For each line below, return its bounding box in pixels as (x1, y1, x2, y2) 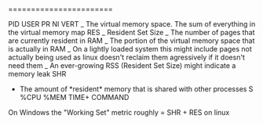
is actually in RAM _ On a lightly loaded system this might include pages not (8, 45, 253, 53)
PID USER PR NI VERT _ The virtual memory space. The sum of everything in (8, 20, 256, 28)
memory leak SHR (8, 70, 67, 78)
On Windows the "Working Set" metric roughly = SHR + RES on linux (8, 108, 230, 117)
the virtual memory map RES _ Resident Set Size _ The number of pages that (8, 28, 255, 37)
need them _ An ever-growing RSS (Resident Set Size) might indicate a (8, 61, 236, 70)
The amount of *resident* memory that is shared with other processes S (19, 84, 254, 94)
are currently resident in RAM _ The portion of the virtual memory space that (8, 36, 255, 45)
